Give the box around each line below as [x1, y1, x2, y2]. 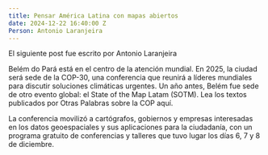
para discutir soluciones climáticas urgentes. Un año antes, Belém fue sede [8, 81, 260, 91]
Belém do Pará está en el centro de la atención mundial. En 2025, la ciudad [8, 64, 258, 74]
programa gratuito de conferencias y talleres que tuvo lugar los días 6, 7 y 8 [8, 131, 261, 141]
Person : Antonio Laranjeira [8, 27, 103, 35]
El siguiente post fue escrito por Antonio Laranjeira [8, 49, 178, 59]
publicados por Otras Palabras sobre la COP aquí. [8, 98, 174, 108]
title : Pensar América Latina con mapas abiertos [8, 11, 179, 20]
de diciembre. [8, 140, 55, 149]
